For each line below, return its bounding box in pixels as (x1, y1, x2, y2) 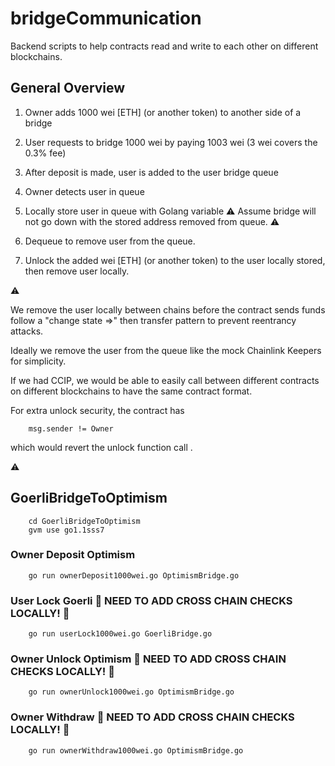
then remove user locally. (24, 265, 130, 277)
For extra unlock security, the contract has (10, 404, 185, 416)
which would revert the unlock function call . (10, 441, 193, 453)
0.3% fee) (24, 147, 67, 159)
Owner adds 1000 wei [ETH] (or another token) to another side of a (24, 106, 302, 118)
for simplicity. (10, 355, 67, 367)
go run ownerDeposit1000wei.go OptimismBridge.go (28, 570, 240, 581)
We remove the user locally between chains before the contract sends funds (10, 303, 326, 316)
